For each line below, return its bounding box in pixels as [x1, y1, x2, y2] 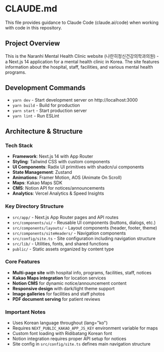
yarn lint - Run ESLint [12, 113, 60, 118]
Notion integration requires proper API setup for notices [12, 336, 127, 342]
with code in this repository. [5, 24, 62, 30]
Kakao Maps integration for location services [12, 275, 106, 281]
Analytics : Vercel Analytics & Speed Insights [12, 190, 104, 197]
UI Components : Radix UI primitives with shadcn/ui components [12, 164, 144, 170]
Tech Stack [5, 142, 33, 149]
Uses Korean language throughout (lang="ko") [12, 320, 108, 326]
